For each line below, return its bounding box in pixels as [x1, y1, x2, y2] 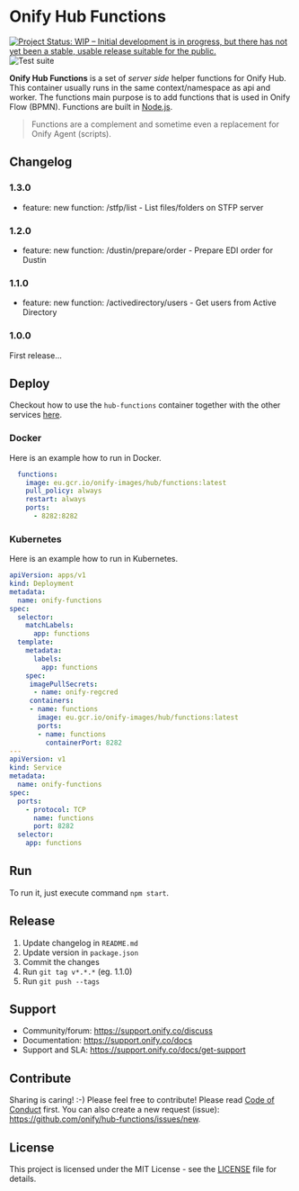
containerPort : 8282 [45, 738, 123, 747]
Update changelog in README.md [22, 937, 139, 948]
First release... [9, 349, 63, 361]
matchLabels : [25, 621, 75, 630]
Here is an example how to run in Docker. [9, 452, 162, 463]
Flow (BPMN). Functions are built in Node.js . [9, 101, 173, 112]
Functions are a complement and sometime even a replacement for [31, 119, 280, 130]
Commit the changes [22, 956, 101, 967]
